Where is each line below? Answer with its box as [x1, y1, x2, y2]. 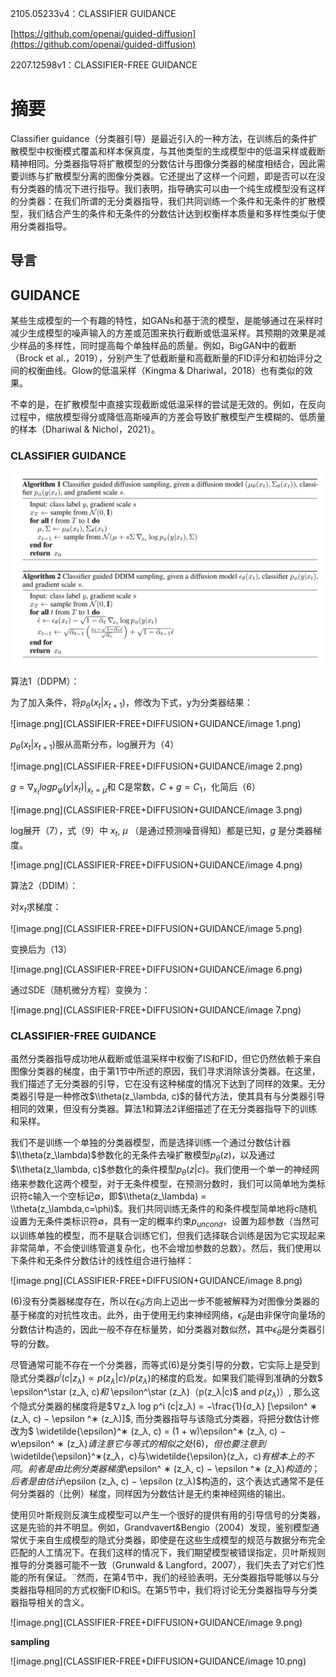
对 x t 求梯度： [10, 901, 62, 915]
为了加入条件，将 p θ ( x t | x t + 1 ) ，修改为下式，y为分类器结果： [10, 696, 253, 711]
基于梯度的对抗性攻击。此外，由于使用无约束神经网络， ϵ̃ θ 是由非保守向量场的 [10, 1309, 326, 1324]
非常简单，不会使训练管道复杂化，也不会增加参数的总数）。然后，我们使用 [10, 1242, 313, 1254]
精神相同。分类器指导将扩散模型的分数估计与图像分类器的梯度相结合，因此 [10, 157, 317, 169]
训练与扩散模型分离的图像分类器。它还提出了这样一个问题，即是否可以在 [18, 170, 317, 182]
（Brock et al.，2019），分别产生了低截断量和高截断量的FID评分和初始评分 [10, 352, 315, 364]
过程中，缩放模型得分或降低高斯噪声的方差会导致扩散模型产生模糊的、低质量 [10, 411, 326, 423]
